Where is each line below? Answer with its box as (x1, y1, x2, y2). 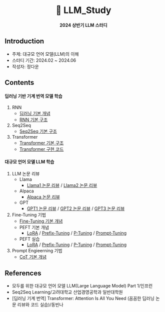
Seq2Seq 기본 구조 (19, 128, 57, 135)
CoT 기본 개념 (19, 254, 47, 260)
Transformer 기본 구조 (19, 140, 64, 146)
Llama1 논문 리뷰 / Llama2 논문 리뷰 (26, 182, 97, 188)
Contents (4, 78, 34, 87)
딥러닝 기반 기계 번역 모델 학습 (4, 93, 63, 99)
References (4, 269, 41, 277)
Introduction (4, 37, 44, 46)
